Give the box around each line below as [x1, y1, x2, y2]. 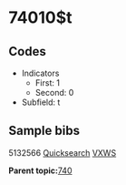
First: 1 [34, 77, 61, 88]
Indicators [21, 67, 60, 78]
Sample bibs [8, 123, 81, 139]
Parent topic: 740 [8, 165, 73, 176]
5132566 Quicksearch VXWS [8, 147, 117, 158]
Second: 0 [34, 87, 74, 98]
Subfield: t [21, 97, 61, 108]
